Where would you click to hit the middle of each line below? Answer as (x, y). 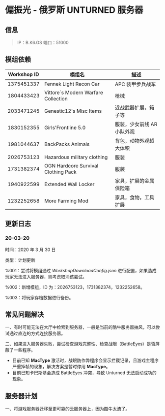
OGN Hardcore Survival (71, 165)
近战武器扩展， (132, 107)
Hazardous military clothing (76, 157)
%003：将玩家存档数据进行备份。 (39, 297)
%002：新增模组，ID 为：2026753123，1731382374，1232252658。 (75, 287)
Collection (56, 98)
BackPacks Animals (67, 144)
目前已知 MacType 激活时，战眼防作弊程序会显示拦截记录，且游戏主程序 (85, 360)
